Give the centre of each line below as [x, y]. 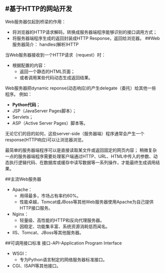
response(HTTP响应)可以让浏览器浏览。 [46, 140]
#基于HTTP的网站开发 [39, 9]
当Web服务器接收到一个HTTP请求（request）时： [55, 55]
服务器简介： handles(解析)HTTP [45, 44]
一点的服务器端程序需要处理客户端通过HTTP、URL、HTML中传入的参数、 [79, 156]
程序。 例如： [19, 94]
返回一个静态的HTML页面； [47, 71]
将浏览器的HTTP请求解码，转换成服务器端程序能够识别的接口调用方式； [85, 32]
